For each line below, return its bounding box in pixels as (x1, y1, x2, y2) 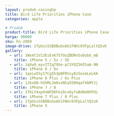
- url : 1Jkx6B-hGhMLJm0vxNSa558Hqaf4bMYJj (9, 80, 98, 85)
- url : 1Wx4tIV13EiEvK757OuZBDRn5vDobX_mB (9, 53, 98, 58)
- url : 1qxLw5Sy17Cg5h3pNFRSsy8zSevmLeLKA (9, 71, 98, 77)
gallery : (5, 48, 23, 53)
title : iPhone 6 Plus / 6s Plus (14, 76, 80, 81)
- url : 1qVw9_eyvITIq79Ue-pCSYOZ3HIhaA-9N (9, 62, 98, 67)
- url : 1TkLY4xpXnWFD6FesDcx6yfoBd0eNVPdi (9, 89, 98, 94)
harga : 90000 (5, 35, 32, 39)
